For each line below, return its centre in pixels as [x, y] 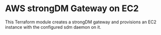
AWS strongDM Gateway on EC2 [72, 9]
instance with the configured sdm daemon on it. [53, 27]
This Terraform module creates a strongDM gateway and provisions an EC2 [81, 22]
